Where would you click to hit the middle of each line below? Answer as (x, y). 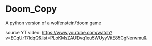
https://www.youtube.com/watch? (77, 32)
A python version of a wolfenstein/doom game (53, 23)
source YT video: (23, 32)
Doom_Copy (31, 9)
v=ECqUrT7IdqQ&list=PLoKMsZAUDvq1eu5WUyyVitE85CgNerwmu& (76, 38)
